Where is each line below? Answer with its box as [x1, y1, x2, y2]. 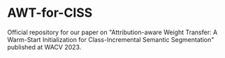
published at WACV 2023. [7, 43, 82, 51]
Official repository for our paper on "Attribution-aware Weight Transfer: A [7, 28, 218, 36]
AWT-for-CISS [7, 5, 93, 21]
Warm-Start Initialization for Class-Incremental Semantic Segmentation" [7, 35, 215, 43]
